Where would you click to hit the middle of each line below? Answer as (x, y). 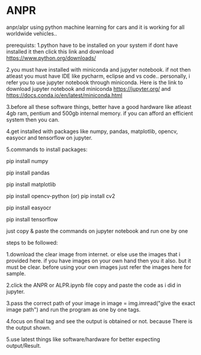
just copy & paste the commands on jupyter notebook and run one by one (97, 231)
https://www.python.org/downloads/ (51, 58)
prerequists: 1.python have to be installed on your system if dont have (92, 45)
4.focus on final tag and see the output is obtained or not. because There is (100, 321)
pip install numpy (27, 161)
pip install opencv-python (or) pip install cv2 (61, 196)
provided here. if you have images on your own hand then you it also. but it (99, 261)
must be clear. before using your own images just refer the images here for (99, 267)
